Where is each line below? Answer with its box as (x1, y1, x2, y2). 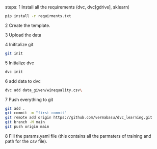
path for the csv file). (5, 138, 48, 144)
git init (5, 51, 23, 56)
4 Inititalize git (5, 41, 33, 47)
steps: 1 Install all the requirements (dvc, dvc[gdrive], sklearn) (5, 4, 130, 10)
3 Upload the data (5, 32, 42, 38)
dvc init (5, 69, 23, 74)
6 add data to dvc (5, 78, 41, 84)
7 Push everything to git (5, 97, 53, 102)
